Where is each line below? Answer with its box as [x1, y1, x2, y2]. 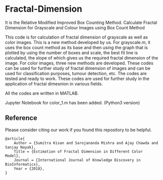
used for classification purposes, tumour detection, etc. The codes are [5, 70, 147, 76]
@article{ [5, 136, 25, 141]
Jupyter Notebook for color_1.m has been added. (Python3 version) [5, 100, 140, 105]
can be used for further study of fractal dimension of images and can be [5, 65, 150, 71]
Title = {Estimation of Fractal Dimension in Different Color [14, 149, 143, 154]
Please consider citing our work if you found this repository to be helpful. [5, 127, 152, 133]
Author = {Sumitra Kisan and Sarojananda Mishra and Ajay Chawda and [14, 140, 159, 145]
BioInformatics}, [5, 162, 41, 167]
